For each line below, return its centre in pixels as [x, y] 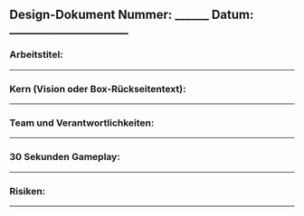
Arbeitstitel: [36, 55]
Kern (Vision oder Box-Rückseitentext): [98, 89]
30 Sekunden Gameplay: [65, 157]
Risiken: [28, 191]
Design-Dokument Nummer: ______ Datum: [132, 15]
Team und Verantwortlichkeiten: [82, 123]
